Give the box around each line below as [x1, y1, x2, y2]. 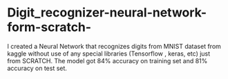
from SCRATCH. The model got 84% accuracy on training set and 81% [7, 56, 208, 65]
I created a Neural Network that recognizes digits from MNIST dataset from [7, 42, 221, 50]
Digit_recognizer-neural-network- [7, 5, 207, 21]
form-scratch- [7, 19, 92, 35]
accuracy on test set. [7, 64, 68, 72]
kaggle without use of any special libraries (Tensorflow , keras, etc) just [7, 49, 211, 58]
